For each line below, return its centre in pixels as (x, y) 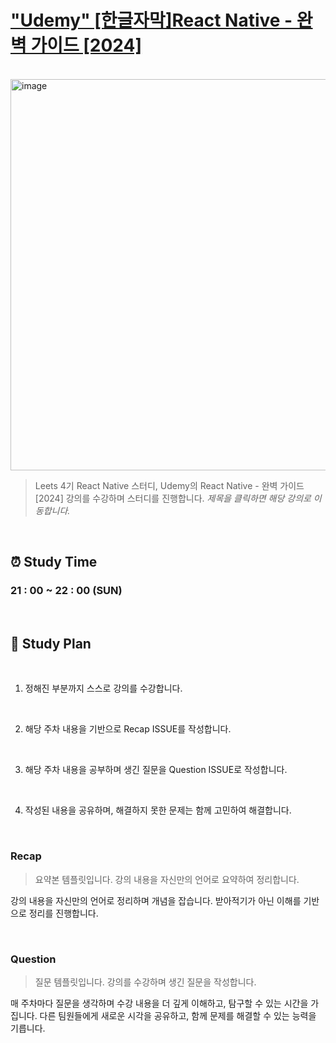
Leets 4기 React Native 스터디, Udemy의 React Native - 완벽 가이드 (169, 485)
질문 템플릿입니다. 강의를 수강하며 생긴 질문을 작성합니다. (145, 982)
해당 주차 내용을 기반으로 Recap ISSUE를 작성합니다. (128, 729)
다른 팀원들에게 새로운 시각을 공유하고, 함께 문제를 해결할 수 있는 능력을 (178, 1016)
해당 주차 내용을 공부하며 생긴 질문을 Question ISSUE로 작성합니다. (156, 770)
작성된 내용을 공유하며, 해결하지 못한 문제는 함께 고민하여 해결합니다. (158, 810)
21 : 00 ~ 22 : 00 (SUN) (66, 591)
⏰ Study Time (54, 562)
